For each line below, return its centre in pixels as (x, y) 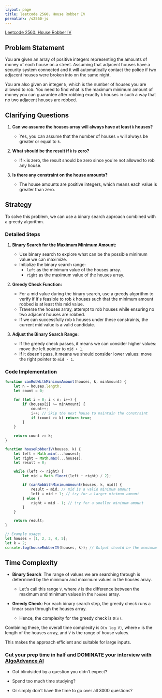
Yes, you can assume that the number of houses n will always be (84, 136)
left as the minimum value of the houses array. (74, 270)
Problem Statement (35, 47)
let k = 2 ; (16, 543)
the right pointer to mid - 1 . (47, 359)
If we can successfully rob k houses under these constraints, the (84, 320)
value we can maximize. (43, 260)
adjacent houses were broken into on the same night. (58, 75)
